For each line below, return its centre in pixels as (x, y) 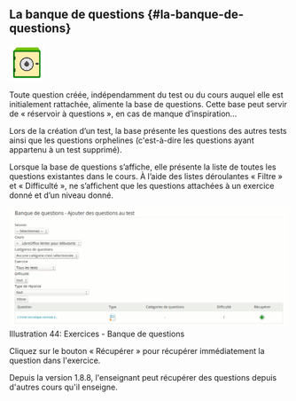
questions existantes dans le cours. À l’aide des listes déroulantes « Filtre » (146, 176)
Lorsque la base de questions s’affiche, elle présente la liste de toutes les (143, 167)
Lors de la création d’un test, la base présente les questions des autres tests (148, 130)
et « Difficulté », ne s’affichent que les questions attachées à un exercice (142, 185)
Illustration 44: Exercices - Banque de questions (97, 334)
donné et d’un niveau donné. (61, 195)
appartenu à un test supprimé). (66, 149)
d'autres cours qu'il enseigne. (63, 387)
